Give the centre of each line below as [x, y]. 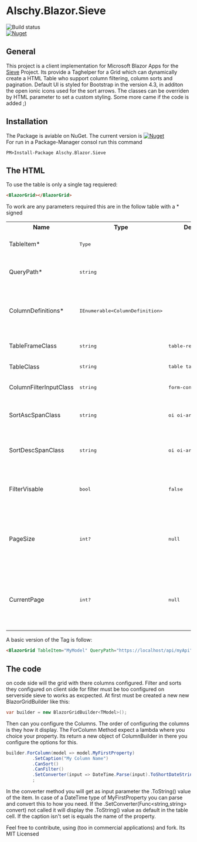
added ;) [16, 103]
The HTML [26, 170]
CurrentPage [27, 600]
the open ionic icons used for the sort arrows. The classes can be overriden [98, 91]
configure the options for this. [42, 742]
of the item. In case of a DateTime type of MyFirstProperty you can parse [94, 797]
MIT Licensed [23, 834]
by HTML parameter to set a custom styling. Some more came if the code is [98, 97]
